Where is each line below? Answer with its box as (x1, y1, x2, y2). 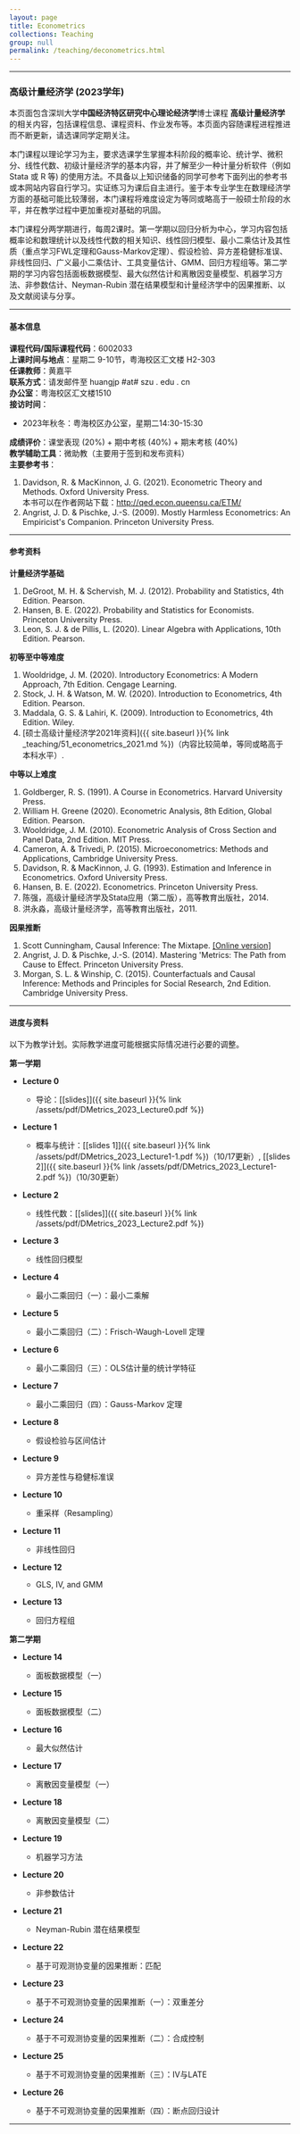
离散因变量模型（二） (35, 1815, 114, 1826)
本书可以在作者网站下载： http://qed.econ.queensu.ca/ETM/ (21, 496, 242, 507)
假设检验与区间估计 (35, 1435, 107, 1446)
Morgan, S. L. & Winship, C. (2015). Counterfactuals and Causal (21, 968, 256, 979)
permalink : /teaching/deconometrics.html (9, 46, 166, 55)
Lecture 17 (21, 1761, 62, 1771)
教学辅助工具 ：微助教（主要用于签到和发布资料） (9, 447, 189, 458)
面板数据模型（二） (35, 1706, 107, 1717)
